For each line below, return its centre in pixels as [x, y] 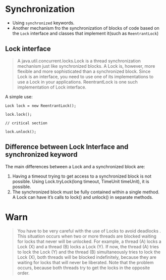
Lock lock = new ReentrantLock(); [41, 106]
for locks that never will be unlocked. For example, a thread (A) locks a [89, 241]
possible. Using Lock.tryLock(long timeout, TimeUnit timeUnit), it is [81, 181]
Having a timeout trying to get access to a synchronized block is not [82, 176]
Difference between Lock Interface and [67, 147]
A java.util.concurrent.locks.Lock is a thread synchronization [79, 61]
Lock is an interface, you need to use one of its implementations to [85, 76]
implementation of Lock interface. [52, 87]
